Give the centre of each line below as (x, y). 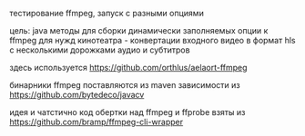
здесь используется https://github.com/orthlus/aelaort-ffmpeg (128, 68)
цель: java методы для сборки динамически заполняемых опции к (139, 30)
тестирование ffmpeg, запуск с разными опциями (107, 13)
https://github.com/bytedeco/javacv (77, 95)
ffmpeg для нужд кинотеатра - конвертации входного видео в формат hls (152, 40)
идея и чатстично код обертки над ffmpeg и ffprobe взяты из (127, 112)
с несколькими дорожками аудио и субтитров (100, 50)
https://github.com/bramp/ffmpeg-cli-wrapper (97, 122)
